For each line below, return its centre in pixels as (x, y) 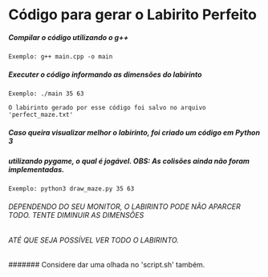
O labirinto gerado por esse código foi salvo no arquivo (107, 108)
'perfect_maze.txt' (41, 115)
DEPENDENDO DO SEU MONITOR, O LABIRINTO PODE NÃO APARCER (124, 207)
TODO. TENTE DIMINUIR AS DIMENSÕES (76, 215)
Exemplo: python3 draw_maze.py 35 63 (71, 189)
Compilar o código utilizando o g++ (69, 37)
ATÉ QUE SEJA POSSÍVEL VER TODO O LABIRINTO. (93, 240)
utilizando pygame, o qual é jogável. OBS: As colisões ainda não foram (129, 161)
